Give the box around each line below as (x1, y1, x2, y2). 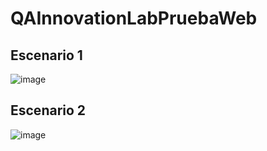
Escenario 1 (10, 47, 83, 64)
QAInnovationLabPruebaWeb (10, 7, 258, 30)
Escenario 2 (10, 102, 87, 119)
